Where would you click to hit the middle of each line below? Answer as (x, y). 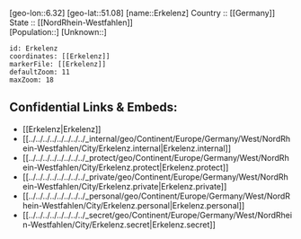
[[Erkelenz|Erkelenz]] (62, 128)
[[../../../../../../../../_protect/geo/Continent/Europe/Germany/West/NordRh (155, 157)
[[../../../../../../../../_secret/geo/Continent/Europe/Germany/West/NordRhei (157, 215)
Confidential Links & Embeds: (93, 107)
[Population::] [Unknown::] (58, 32)
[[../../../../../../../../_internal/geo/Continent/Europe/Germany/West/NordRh (156, 138)
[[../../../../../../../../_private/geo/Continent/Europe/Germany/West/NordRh (155, 177)
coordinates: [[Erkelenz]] (60, 57)
